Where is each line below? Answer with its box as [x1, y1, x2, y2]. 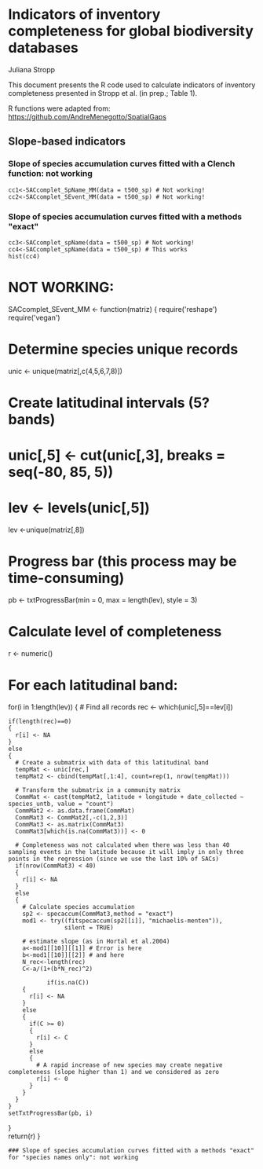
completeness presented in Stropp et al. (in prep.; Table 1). [8, 88, 198, 97]
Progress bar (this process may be [8, 552, 237, 570]
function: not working [8, 168, 93, 179]
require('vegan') [8, 313, 60, 322]
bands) [8, 410, 56, 428]
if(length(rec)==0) [8, 717, 72, 725]
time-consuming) [8, 570, 125, 587]
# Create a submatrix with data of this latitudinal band [15, 758, 210, 767]
